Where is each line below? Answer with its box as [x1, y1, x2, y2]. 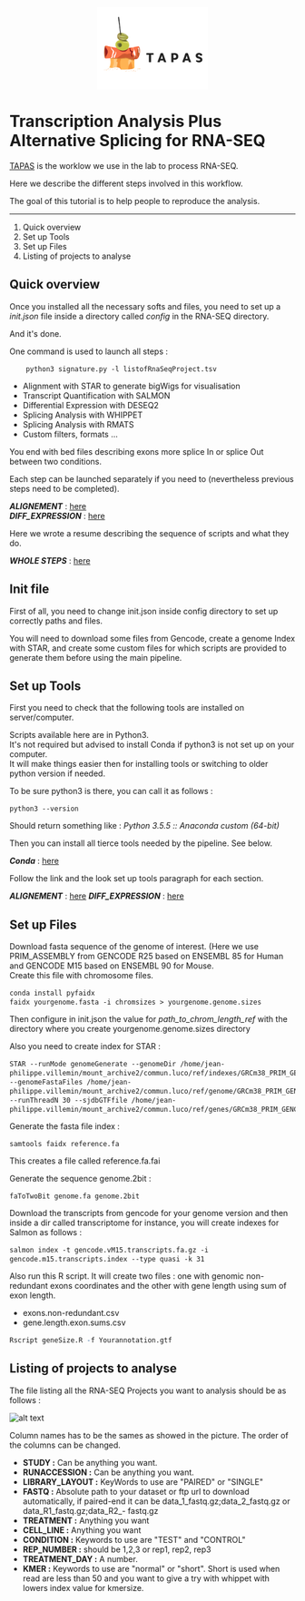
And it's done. [9, 328, 62, 339]
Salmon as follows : [9, 1227, 83, 1238]
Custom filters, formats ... [22, 428, 118, 439]
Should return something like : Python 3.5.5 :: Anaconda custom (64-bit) [9, 820, 280, 831]
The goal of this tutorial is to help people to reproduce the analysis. [9, 195, 261, 206]
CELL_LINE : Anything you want [22, 1524, 142, 1536]
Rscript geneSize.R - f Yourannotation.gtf [9, 1336, 172, 1345]
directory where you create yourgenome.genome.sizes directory [9, 1024, 251, 1035]
